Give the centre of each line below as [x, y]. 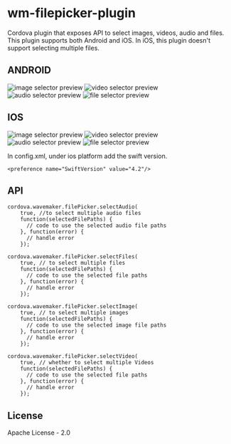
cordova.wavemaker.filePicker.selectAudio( [73, 207]
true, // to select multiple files [73, 263]
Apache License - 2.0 [39, 433]
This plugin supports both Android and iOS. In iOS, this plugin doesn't [109, 40]
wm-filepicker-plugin [72, 13]
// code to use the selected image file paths [96, 325]
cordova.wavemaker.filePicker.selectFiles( [73, 257]
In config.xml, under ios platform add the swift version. [87, 156]
